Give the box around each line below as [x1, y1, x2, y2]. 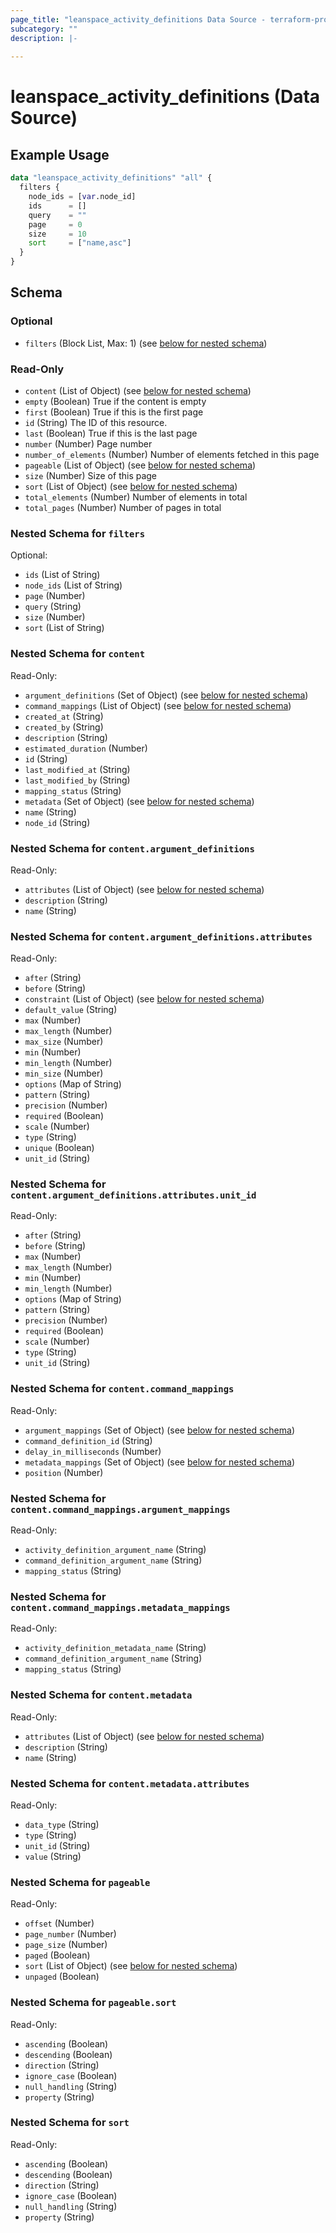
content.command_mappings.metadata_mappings [10, 1602, 231, 1613]
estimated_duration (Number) [24, 742, 148, 754]
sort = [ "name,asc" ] [28, 238, 132, 248]
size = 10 [28, 229, 87, 239]
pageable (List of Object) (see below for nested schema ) [24, 459, 257, 471]
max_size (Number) [24, 1036, 104, 1048]
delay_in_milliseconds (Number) [24, 1445, 162, 1457]
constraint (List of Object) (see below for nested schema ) [24, 993, 265, 1005]
